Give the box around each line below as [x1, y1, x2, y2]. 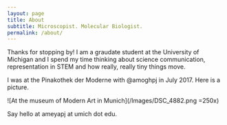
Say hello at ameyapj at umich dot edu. [7, 110, 118, 118]
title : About [7, 16, 45, 23]
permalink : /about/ [7, 29, 63, 36]
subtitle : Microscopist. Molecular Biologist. [7, 23, 143, 30]
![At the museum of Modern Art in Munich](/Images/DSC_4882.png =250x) [7, 97, 219, 105]
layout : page [7, 10, 45, 17]
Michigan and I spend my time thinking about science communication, [7, 56, 206, 64]
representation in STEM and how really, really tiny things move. [7, 62, 186, 71]
